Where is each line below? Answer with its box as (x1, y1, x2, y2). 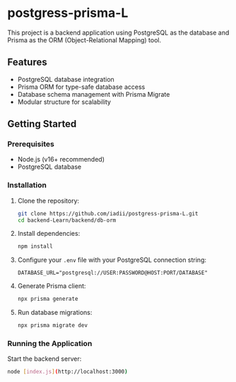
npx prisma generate (17, 295, 78, 303)
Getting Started (7, 118, 77, 130)
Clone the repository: (17, 196, 80, 205)
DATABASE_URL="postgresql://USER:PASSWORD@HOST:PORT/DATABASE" (17, 270, 208, 277)
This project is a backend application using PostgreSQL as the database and (7, 28, 230, 37)
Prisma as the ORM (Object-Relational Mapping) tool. (7, 35, 161, 44)
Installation (7, 180, 47, 190)
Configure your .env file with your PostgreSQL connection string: (17, 256, 207, 264)
